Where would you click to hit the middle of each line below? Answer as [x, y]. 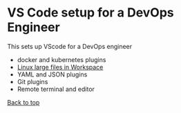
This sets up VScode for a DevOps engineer [70, 46]
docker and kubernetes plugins [61, 59]
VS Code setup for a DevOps [90, 13]
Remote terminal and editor [56, 89]
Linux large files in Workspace [60, 67]
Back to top [23, 102]
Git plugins [32, 81]
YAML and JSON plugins [52, 74]
